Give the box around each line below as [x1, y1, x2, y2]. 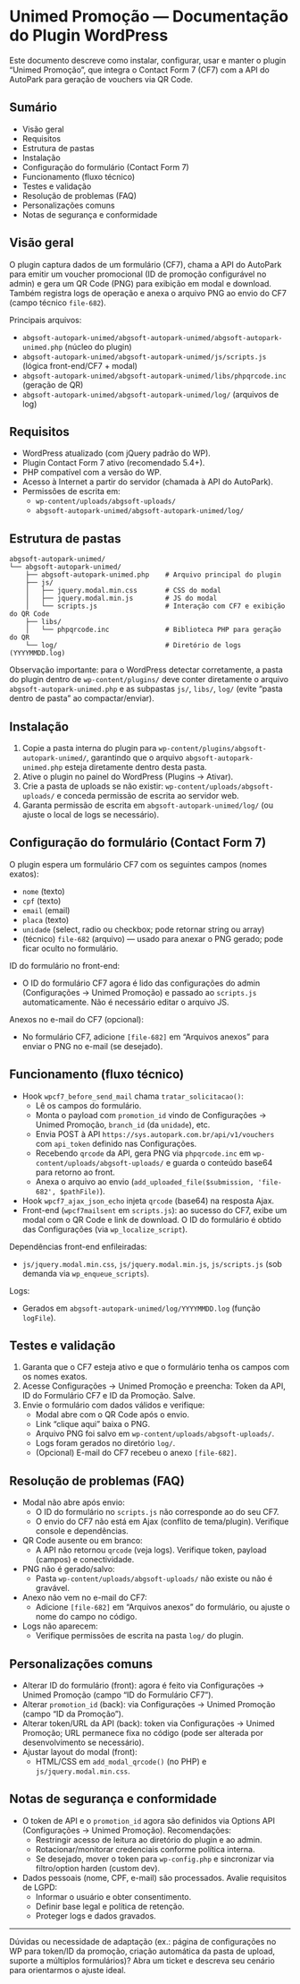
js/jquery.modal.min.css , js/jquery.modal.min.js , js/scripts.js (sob [21, 1258, 283, 1269]
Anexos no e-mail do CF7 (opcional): [9, 1013, 145, 1024]
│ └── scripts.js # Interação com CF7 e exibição [25, 602, 286, 611]
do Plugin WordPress [9, 25, 169, 46]
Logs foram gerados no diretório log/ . [35, 1438, 176, 1449]
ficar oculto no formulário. [21, 943, 119, 954]
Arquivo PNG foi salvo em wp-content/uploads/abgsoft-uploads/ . [35, 1428, 275, 1439]
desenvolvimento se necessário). [21, 1737, 145, 1748]
